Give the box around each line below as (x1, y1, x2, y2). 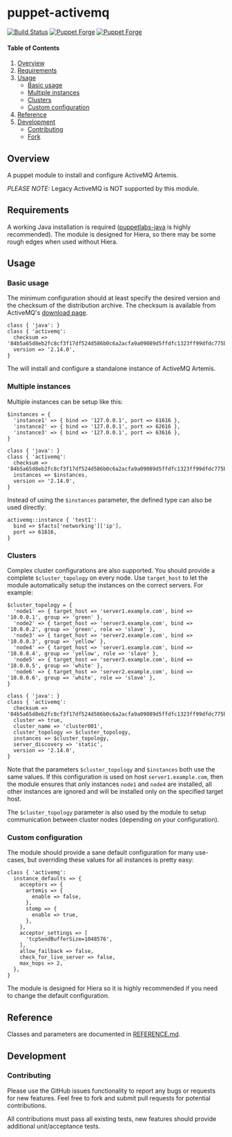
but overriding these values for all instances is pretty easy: (27, 856, 194, 864)
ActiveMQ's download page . (7, 309, 88, 317)
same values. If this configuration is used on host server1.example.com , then (7, 773, 224, 781)
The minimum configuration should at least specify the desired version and (7, 294, 221, 302)
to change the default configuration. (7, 992, 110, 1000)
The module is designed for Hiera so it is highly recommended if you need (7, 984, 218, 992)
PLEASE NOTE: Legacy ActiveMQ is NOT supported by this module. (7, 184, 200, 192)
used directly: (7, 503, 46, 511)
